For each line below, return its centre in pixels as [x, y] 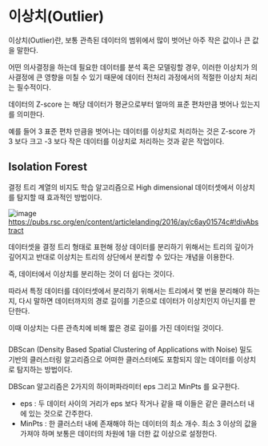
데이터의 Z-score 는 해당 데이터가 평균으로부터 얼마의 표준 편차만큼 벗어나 [124, 104]
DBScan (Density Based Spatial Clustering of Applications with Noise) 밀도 [131, 349]
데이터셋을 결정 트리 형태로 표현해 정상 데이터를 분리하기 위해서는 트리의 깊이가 [131, 247]
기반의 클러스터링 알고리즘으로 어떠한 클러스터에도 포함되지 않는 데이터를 [122, 359]
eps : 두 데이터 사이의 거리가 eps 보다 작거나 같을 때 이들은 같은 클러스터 [133, 403]
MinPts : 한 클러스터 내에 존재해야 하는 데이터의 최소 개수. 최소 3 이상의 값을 [138, 423]
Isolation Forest [48, 167]
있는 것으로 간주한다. [61, 413]
